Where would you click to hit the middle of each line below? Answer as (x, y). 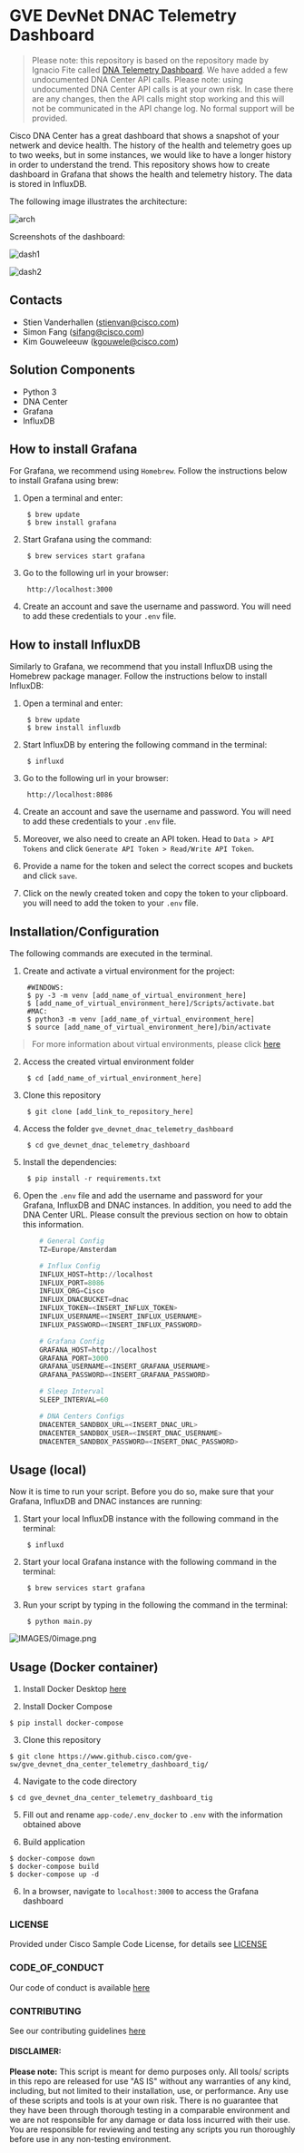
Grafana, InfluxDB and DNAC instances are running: (106, 1502)
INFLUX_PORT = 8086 (72, 1283)
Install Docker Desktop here (74, 1689)
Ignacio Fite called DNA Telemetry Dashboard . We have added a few (160, 70)
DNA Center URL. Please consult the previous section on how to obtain (155, 1215)
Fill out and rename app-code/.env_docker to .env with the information (152, 1815)
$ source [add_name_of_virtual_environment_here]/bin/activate (149, 1027)
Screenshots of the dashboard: (67, 236)
